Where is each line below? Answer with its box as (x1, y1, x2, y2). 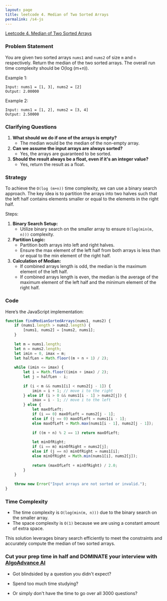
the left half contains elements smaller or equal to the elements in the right (5, 196, 159, 202)
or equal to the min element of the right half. (20, 253, 111, 259)
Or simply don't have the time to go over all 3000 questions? (12, 590, 138, 596)
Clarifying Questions (5, 123, 57, 130)
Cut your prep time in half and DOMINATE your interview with (5, 553, 157, 560)
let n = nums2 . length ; (14, 346, 62, 351)
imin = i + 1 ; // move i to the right (32, 388, 113, 393)
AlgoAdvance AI (5, 559, 46, 566)
